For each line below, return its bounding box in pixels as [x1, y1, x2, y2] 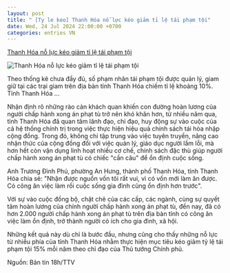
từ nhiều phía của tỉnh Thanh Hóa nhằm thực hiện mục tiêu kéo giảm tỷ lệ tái [7, 238, 224, 246]
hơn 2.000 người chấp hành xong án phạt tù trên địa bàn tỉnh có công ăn [7, 210, 213, 218]
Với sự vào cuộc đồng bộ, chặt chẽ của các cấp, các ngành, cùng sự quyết [7, 195, 220, 204]
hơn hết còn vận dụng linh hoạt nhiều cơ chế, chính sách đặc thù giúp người [7, 146, 223, 155]
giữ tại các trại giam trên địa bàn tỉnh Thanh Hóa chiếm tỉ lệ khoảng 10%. [7, 82, 213, 90]
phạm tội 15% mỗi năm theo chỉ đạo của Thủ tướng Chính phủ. [7, 245, 184, 253]
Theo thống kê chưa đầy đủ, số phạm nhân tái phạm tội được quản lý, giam [7, 75, 219, 83]
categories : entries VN [7, 29, 76, 36]
